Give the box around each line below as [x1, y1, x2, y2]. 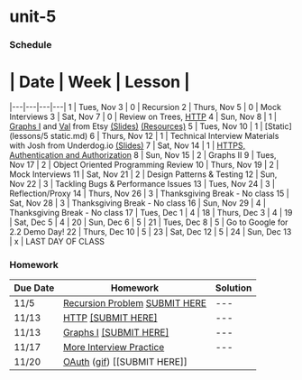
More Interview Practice [62, 341, 165, 354]
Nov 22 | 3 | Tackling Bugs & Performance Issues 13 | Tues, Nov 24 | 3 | [9, 179, 275, 190]
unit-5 [9, 6, 57, 27]
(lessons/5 [9, 131, 49, 142]
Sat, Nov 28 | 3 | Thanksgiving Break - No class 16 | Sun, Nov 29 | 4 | [9, 198, 266, 209]
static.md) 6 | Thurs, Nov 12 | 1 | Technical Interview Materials [50, 131, 279, 142]
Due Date [14, 282, 55, 294]
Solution [215, 282, 252, 294]
